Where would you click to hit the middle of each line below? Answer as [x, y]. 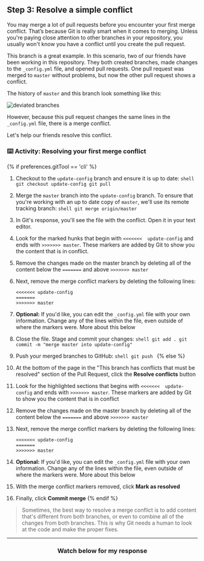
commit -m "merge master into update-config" [74, 345]
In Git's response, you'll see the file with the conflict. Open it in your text [106, 220]
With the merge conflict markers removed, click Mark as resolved [98, 487]
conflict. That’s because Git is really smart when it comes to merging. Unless [103, 31]
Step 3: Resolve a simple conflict [70, 10]
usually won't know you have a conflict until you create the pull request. [96, 44]
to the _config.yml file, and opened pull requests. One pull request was [95, 69]
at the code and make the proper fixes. [70, 529]
